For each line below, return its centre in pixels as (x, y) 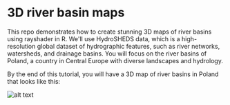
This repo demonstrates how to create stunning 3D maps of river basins (109, 32)
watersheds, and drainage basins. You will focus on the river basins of (107, 54)
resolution (21, 46)
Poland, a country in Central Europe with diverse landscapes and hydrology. (115, 60)
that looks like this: (34, 81)
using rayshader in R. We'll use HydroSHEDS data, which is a (94, 38)
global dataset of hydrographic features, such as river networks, (128, 46)
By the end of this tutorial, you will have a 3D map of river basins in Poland (113, 74)
